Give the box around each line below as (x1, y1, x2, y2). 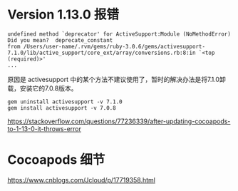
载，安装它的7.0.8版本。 (7, 83, 78, 93)
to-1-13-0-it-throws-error (7, 124, 82, 133)
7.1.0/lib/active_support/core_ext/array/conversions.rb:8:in (7, 49, 196, 56)
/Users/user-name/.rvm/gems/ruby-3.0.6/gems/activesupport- (23, 43, 205, 50)
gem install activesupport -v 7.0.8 (7, 104, 116, 111)
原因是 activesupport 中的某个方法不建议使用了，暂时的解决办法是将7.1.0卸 (7, 75, 226, 83)
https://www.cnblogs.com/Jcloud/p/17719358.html (7, 175, 155, 184)
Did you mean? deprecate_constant (7, 36, 113, 43)
